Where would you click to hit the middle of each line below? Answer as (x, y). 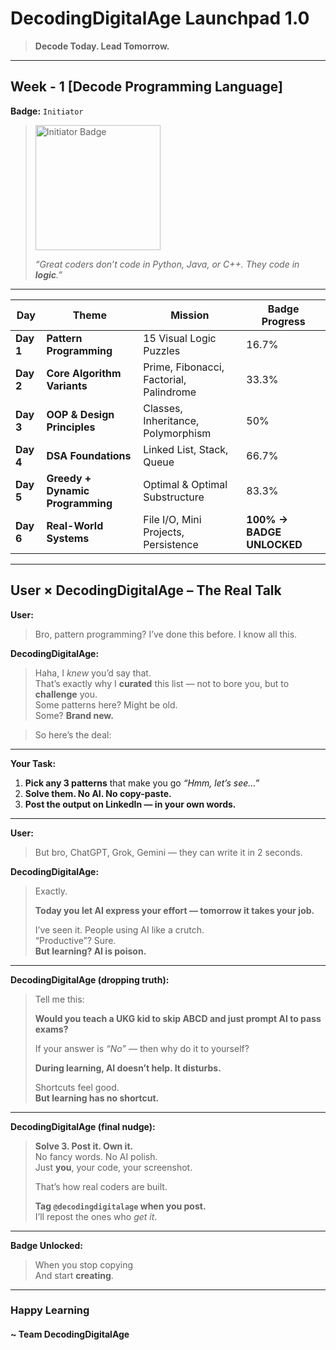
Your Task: (33, 763)
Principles (71, 427)
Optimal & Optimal (185, 484)
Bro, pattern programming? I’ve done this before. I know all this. (166, 634)
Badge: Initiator (47, 111)
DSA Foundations (89, 455)
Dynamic (68, 490)
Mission (190, 315)
